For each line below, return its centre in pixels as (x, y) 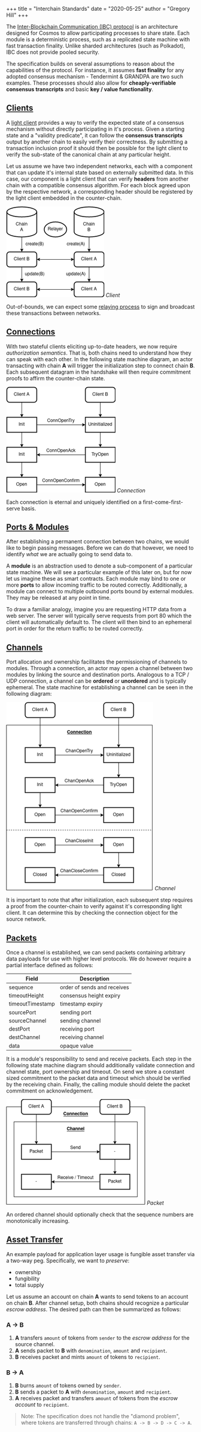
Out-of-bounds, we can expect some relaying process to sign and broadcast (100, 307)
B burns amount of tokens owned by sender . (68, 1386)
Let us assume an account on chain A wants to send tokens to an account (97, 1296)
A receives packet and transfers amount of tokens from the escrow (96, 1398)
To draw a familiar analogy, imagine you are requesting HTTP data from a (96, 610)
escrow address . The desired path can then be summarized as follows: (94, 1309)
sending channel (80, 1020)
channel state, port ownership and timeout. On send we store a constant (95, 1072)
